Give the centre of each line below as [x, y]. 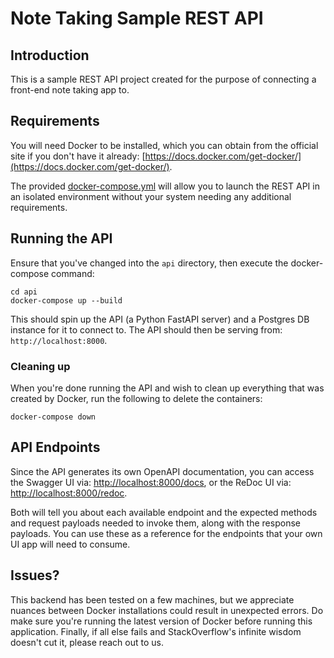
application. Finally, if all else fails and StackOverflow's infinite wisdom [156, 631]
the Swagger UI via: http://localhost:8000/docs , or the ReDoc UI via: [151, 482]
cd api [24, 292]
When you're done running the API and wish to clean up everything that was [167, 388]
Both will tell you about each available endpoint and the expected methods [164, 512]
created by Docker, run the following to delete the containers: [136, 398]
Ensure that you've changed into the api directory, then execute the [149, 263]
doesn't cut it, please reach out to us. [87, 642]
